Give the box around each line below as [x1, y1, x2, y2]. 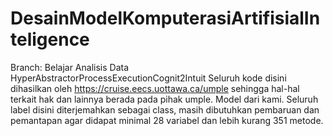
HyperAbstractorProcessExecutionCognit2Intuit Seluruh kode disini [10, 72, 287, 84]
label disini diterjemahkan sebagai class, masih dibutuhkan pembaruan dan [10, 103, 320, 116]
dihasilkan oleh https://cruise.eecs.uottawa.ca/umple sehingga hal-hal [10, 82, 300, 94]
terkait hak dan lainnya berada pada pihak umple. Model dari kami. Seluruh [10, 93, 319, 105]
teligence [10, 28, 90, 51]
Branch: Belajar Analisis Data [10, 61, 129, 73]
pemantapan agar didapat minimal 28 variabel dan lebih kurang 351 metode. [10, 114, 324, 126]
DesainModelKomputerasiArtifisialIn [10, 7, 321, 30]
